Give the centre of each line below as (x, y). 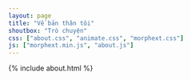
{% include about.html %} (51, 68)
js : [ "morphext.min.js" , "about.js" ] (71, 46)
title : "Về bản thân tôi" (51, 23)
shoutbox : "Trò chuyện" (48, 30)
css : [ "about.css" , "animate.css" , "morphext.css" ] (96, 38)
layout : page (30, 16)
